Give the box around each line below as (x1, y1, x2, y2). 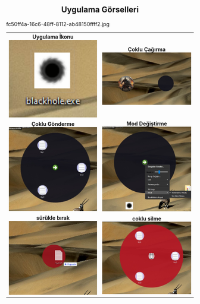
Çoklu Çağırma (127, 46, 166, 53)
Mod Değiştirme (126, 120, 168, 127)
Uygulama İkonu (32, 33, 74, 40)
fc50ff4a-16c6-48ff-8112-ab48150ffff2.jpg (6, 20, 110, 27)
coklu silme (132, 215, 162, 222)
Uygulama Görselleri (61, 5, 139, 15)
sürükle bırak (36, 214, 70, 221)
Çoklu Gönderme (32, 121, 75, 128)
